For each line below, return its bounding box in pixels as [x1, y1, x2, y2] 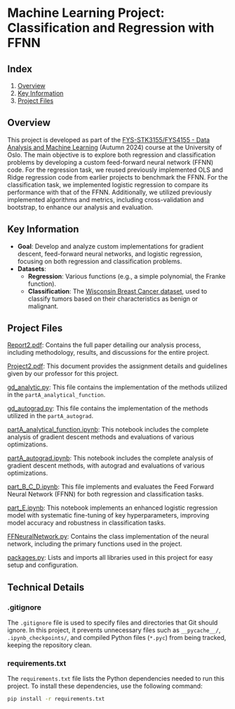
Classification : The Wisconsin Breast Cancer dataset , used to [27, 287, 208, 295]
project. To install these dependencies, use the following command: [7, 682, 203, 691]
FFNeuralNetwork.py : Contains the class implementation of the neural [7, 532, 209, 541]
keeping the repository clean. [7, 641, 93, 649]
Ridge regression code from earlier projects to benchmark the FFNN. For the [7, 172, 228, 181]
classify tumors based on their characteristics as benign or [27, 294, 199, 303]
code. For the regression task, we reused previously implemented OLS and [7, 165, 223, 174]
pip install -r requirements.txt [7, 696, 105, 703]
